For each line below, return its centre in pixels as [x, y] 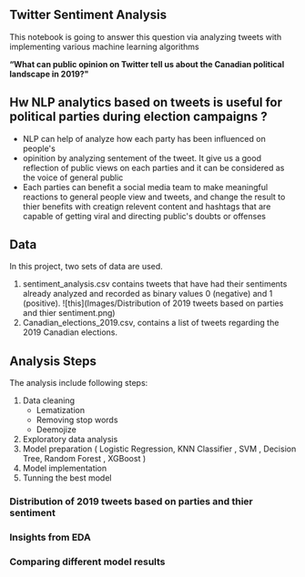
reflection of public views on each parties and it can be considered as [153, 167]
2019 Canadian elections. [70, 332]
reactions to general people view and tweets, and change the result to [154, 197]
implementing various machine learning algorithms [104, 46]
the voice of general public [73, 177]
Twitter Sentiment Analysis [88, 15]
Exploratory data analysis [70, 440]
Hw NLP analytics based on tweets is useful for [146, 102]
